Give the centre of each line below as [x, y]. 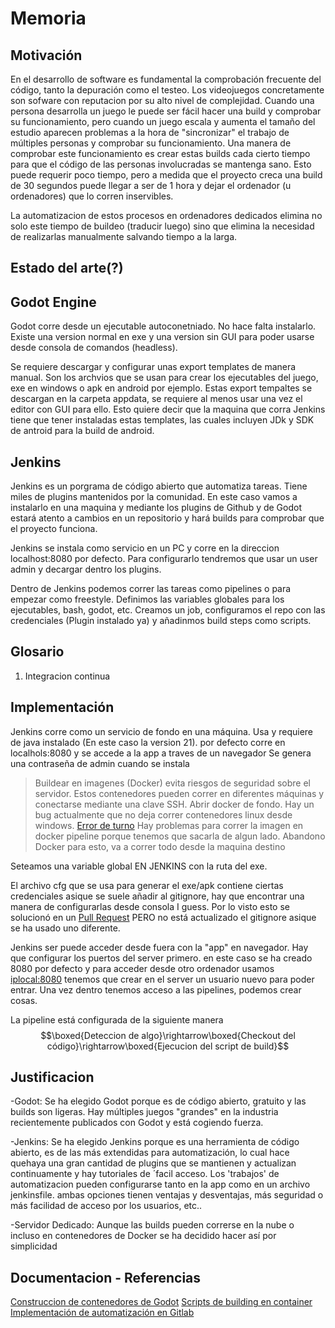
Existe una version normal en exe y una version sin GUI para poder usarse [162, 337]
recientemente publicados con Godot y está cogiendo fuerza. [137, 1123]
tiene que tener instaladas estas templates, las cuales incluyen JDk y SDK [162, 420]
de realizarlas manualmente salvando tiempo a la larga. [124, 236]
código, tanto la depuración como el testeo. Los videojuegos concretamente [167, 90]
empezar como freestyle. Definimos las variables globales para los [147, 599]
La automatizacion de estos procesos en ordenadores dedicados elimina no [166, 215]
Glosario [37, 652]
